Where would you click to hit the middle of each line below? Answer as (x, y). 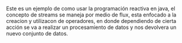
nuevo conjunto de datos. (37, 34)
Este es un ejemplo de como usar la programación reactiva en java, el (91, 9)
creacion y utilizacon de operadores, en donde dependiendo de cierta (91, 21)
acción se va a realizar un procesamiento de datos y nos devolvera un (91, 27)
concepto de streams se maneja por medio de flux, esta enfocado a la (91, 15)
